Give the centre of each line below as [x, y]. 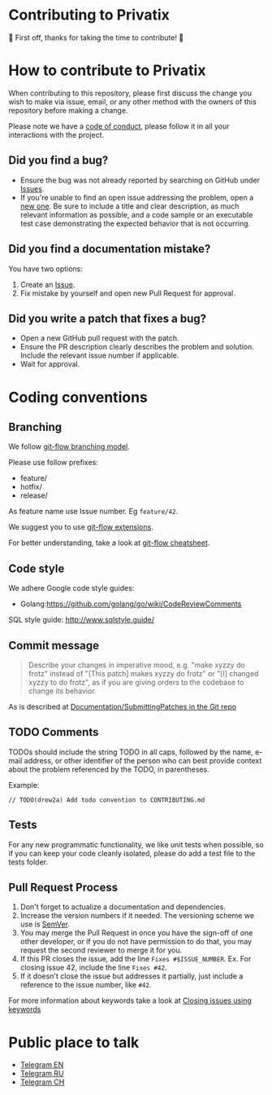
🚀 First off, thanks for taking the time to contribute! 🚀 [96, 37]
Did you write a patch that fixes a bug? [108, 318]
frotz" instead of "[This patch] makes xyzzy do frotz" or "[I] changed [143, 673]
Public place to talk [74, 1042]
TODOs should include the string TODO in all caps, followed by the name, [131, 752]
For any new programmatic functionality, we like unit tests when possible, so [136, 844]
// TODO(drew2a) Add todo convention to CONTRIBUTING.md [107, 800]
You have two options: [46, 268]
